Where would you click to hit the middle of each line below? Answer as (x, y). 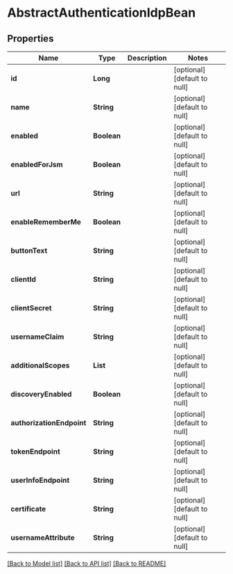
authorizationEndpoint (49, 423)
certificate (28, 509)
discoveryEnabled (41, 394)
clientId (24, 279)
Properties (31, 39)
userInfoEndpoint (40, 480)
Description (147, 58)
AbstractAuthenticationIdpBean (102, 13)
